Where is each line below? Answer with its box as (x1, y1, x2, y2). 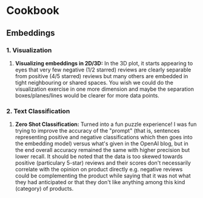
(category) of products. (15, 185, 74, 193)
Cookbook (6, 4, 59, 18)
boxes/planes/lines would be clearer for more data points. (15, 91, 159, 99)
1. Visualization (6, 46, 52, 54)
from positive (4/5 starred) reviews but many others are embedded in (15, 72, 188, 79)
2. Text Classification (6, 107, 70, 115)
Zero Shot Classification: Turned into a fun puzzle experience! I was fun (15, 120, 197, 128)
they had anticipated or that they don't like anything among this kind (15, 179, 185, 186)
